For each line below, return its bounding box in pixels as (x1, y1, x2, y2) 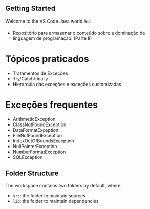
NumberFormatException (12, 149, 66, 155)
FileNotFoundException (12, 132, 62, 138)
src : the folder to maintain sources (12, 192, 86, 199)
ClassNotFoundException (12, 121, 67, 128)
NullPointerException (12, 143, 57, 149)
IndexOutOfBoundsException (12, 138, 74, 144)
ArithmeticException (12, 116, 56, 122)
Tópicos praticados (5, 53, 90, 65)
